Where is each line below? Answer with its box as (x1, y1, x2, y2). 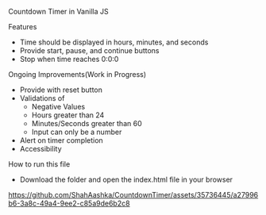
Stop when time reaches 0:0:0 (19, 55, 119, 63)
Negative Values (31, 102, 86, 111)
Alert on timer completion (19, 136, 103, 145)
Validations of (19, 94, 65, 102)
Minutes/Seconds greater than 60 (31, 119, 142, 128)
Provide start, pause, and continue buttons (19, 46, 160, 55)
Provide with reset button (19, 85, 103, 94)
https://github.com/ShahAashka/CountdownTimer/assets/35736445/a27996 (8, 190, 259, 199)
